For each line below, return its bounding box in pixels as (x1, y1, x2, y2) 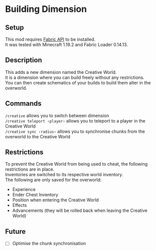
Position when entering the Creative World (12, 197, 99, 203)
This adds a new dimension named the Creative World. (5, 69, 117, 75)
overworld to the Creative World (5, 133, 71, 139)
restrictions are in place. (5, 166, 54, 172)
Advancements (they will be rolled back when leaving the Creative (12, 207, 148, 214)
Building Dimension (5, 3, 87, 15)
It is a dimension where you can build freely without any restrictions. (5, 74, 145, 80)
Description (5, 56, 42, 64)
